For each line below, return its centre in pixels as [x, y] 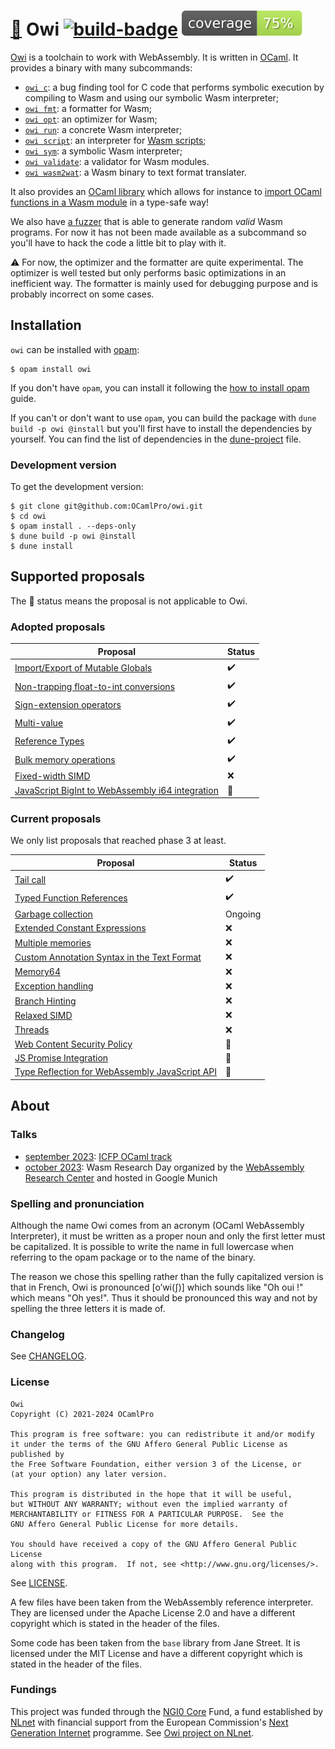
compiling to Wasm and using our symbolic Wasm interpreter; [152, 97]
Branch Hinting [45, 1001]
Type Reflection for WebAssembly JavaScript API [116, 1072]
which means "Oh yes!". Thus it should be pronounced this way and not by [164, 1297]
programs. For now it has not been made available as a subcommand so [158, 232]
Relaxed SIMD [43, 1015]
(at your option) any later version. [89, 1474]
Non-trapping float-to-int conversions [95, 686]
